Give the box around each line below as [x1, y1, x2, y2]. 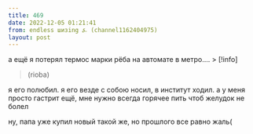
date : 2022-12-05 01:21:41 [8, 19, 97, 27]
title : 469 [8, 11, 44, 20]
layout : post [8, 33, 51, 42]
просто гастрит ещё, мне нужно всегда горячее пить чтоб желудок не [8, 93, 245, 103]
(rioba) [27, 70, 49, 79]
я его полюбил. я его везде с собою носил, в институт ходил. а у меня [8, 85, 246, 95]
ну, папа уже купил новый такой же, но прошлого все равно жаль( [8, 117, 233, 126]
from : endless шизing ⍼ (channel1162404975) [8, 26, 158, 34]
